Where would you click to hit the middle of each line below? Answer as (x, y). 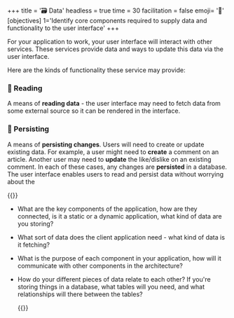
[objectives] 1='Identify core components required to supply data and (107, 21)
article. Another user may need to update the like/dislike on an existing (109, 159)
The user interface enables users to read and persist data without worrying (116, 174)
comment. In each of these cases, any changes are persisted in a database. (117, 167)
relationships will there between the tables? (80, 294)
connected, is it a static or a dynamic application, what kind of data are (119, 216)
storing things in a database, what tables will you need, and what (111, 286)
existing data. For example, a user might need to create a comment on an (113, 152)
